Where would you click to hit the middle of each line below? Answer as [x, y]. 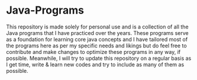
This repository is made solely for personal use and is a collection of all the [97, 27]
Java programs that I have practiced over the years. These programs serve [97, 33]
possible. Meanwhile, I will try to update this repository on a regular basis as [99, 58]
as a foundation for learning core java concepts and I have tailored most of [97, 39]
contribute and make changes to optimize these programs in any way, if [93, 52]
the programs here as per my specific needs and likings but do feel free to [97, 46]
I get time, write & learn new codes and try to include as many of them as [95, 64]
